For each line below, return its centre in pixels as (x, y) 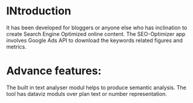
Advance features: (54, 71)
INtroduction (39, 11)
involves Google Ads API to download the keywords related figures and (94, 40)
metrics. (17, 47)
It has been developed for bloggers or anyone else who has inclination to (97, 28)
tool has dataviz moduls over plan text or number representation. (87, 93)
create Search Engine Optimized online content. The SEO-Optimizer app (96, 34)
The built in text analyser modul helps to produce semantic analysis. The (96, 87)
